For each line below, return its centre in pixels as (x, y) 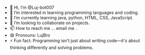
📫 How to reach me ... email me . (43, 28)
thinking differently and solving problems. (52, 48)
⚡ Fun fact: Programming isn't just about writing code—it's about (75, 41)
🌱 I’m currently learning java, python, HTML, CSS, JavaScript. (71, 18)
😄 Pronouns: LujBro (30, 35)
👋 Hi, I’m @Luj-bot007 (32, 7)
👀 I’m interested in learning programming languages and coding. (74, 13)
